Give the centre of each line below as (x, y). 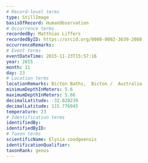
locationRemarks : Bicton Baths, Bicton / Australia (74, 84)
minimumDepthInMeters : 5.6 (40, 90)
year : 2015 (20, 61)
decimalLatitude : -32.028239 (42, 100)
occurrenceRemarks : (30, 45)
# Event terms (24, 51)
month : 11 (18, 67)
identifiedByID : (26, 128)
